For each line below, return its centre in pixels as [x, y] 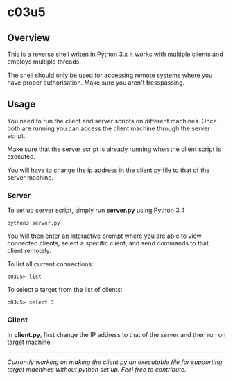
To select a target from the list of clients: [65, 290]
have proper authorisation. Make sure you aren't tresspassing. [96, 83]
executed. [21, 156]
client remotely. [29, 251]
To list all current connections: [50, 264]
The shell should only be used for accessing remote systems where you [110, 75]
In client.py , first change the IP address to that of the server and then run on [116, 335]
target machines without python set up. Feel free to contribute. [97, 370]
